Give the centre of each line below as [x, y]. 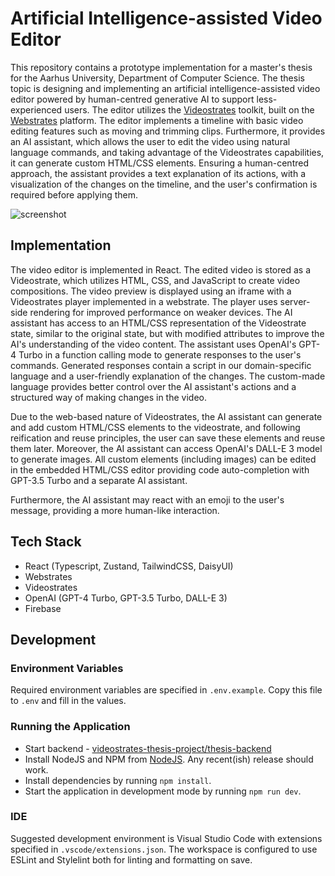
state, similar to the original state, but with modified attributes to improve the [167, 333]
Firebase [43, 608]
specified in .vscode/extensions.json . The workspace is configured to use [164, 849]
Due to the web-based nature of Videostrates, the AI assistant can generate [166, 416]
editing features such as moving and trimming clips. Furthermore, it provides [168, 131]
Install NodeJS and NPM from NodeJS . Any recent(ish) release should [169, 759]
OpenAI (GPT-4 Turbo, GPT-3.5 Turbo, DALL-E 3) [126, 598]
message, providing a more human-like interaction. [115, 510]
